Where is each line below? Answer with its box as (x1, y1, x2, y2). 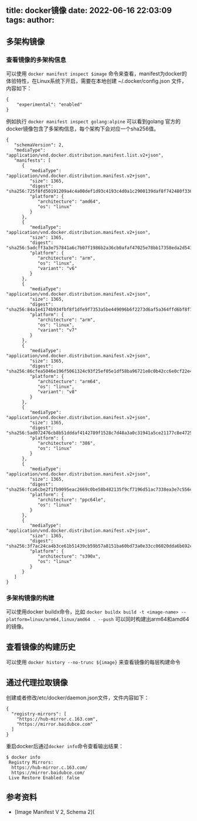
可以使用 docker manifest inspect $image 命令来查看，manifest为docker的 (6, 70, 188, 78)
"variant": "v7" (37, 327, 77, 333)
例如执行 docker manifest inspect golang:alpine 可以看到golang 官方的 (6, 118, 181, 125)
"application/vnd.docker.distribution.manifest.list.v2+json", (6, 152, 164, 159)
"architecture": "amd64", (37, 199, 101, 205)
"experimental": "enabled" (16, 102, 83, 108)
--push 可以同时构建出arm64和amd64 (97, 616, 189, 623)
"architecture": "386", (37, 440, 96, 447)
